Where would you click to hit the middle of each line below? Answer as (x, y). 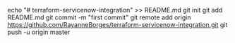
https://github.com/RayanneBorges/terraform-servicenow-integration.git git (117, 25)
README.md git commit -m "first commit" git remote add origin (99, 17)
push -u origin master (39, 32)
